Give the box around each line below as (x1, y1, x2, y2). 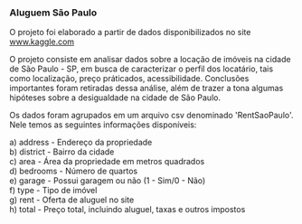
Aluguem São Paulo (9, 6, 98, 19)
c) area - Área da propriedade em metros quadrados (9, 156, 205, 167)
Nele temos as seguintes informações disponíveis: (9, 119, 197, 130)
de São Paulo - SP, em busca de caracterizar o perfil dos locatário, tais (9, 63, 274, 74)
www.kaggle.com (9, 36, 75, 47)
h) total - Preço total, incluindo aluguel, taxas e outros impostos (9, 204, 246, 215)
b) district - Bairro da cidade (9, 146, 115, 157)
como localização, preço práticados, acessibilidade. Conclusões (9, 73, 250, 84)
